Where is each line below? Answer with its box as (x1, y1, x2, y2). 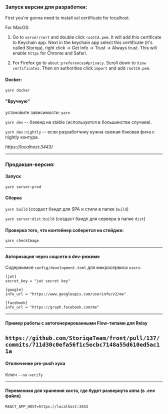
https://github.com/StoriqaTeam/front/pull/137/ (5, 334, 160, 342)
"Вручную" (5, 98, 30, 104)
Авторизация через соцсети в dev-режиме (5, 253, 100, 259)
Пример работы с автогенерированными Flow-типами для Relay (5, 320, 148, 326)
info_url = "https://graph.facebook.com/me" (5, 305, 99, 310)
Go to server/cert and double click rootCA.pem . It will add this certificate (12, 34, 161, 40)
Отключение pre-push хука (5, 360, 65, 366)
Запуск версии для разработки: (5, 3, 87, 10)
